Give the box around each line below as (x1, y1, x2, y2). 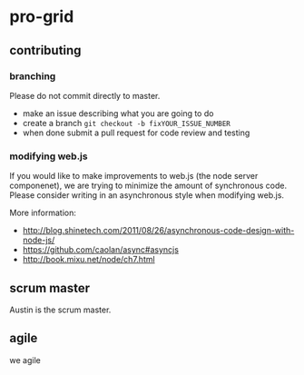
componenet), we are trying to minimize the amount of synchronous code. (9, 180, 288, 192)
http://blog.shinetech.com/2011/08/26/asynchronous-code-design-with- (22, 225, 295, 236)
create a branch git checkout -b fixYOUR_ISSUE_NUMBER (22, 117, 231, 128)
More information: (9, 207, 77, 219)
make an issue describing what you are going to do (22, 107, 214, 119)
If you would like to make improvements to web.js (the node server (9, 171, 259, 182)
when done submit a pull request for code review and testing (22, 127, 250, 138)
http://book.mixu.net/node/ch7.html (22, 254, 156, 265)
